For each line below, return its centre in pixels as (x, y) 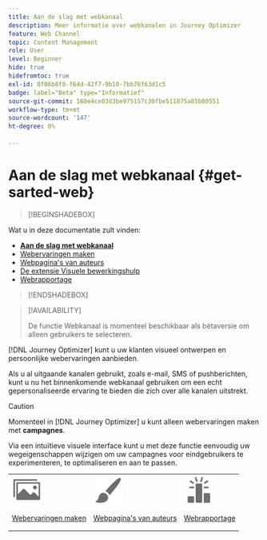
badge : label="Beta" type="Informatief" (77, 93)
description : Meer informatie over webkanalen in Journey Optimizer (125, 25)
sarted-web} (51, 193)
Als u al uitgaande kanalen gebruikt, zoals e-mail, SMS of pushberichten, (128, 373)
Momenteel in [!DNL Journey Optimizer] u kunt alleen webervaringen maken (134, 421)
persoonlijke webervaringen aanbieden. (74, 358)
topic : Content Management (53, 42)
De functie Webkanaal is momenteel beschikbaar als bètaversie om (138, 326)
